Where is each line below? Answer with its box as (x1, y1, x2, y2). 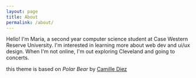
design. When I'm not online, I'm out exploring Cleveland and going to (6, 48, 175, 55)
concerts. (6, 54, 29, 62)
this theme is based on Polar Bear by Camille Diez (6, 66, 128, 73)
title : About (6, 14, 38, 20)
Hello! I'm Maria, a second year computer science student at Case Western (6, 36, 188, 43)
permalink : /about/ (6, 19, 54, 25)
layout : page (6, 8, 38, 15)
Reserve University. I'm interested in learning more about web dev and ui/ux (6, 42, 190, 49)
